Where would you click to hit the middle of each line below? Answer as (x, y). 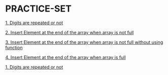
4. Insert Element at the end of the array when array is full (65, 57)
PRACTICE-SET (39, 9)
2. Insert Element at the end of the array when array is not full (70, 32)
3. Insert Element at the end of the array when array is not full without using (84, 42)
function (14, 47)
